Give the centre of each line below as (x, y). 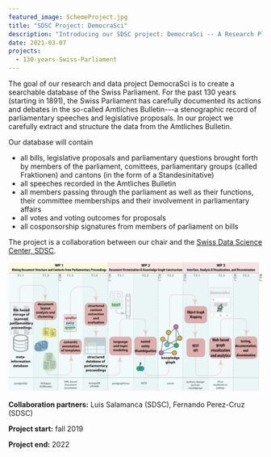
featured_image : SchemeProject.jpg (68, 17)
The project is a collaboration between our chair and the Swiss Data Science (135, 242)
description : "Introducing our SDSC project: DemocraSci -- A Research (131, 34)
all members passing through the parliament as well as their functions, (137, 192)
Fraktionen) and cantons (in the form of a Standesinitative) (117, 175)
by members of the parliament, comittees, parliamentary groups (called (138, 166)
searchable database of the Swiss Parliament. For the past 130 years (122, 92)
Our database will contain (51, 142)
